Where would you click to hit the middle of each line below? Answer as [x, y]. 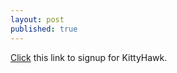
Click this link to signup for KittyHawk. [89, 57]
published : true [44, 29]
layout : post [37, 19]
